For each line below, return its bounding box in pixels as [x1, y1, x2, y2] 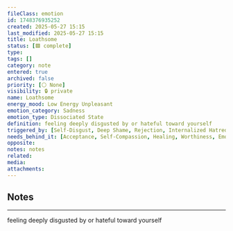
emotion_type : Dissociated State [7, 113, 104, 120]
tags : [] [7, 56, 33, 63]
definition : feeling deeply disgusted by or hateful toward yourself [7, 120, 213, 127]
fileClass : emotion [7, 10, 64, 17]
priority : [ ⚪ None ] [7, 81, 66, 88]
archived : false [7, 74, 54, 82]
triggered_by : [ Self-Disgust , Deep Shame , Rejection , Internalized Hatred [7, 127, 228, 134]
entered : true [7, 68, 49, 75]
